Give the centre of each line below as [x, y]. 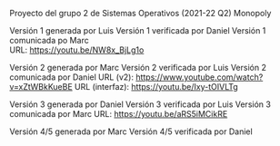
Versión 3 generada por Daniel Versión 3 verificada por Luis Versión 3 [140, 104]
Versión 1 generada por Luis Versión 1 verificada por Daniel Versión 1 [138, 30]
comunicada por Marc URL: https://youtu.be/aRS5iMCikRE [119, 114]
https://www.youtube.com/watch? [200, 77]
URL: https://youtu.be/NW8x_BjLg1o [77, 50]
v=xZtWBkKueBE [41, 87]
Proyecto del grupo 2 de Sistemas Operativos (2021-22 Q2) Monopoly [140, 13]
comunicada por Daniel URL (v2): [72, 77]
